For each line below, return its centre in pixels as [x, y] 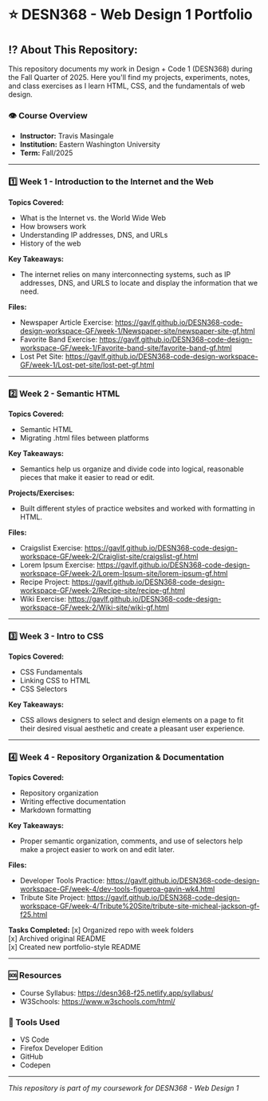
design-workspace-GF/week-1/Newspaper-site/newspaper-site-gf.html [137, 330]
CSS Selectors [43, 689]
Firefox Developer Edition [61, 1048]
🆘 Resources [35, 975]
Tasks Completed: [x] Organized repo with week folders [101, 930]
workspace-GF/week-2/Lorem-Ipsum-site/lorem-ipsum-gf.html [124, 573]
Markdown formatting [55, 810]
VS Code [34, 1039]
